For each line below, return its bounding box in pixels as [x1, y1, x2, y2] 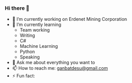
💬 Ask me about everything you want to [12, 60, 95, 66]
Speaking [19, 54, 40, 60]
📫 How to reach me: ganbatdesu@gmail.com [12, 65, 108, 71]
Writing [19, 33, 35, 39]
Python [19, 48, 35, 55]
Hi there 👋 [5, 5, 30, 12]
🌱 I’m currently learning [12, 21, 62, 27]
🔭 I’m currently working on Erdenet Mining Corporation [12, 16, 127, 22]
